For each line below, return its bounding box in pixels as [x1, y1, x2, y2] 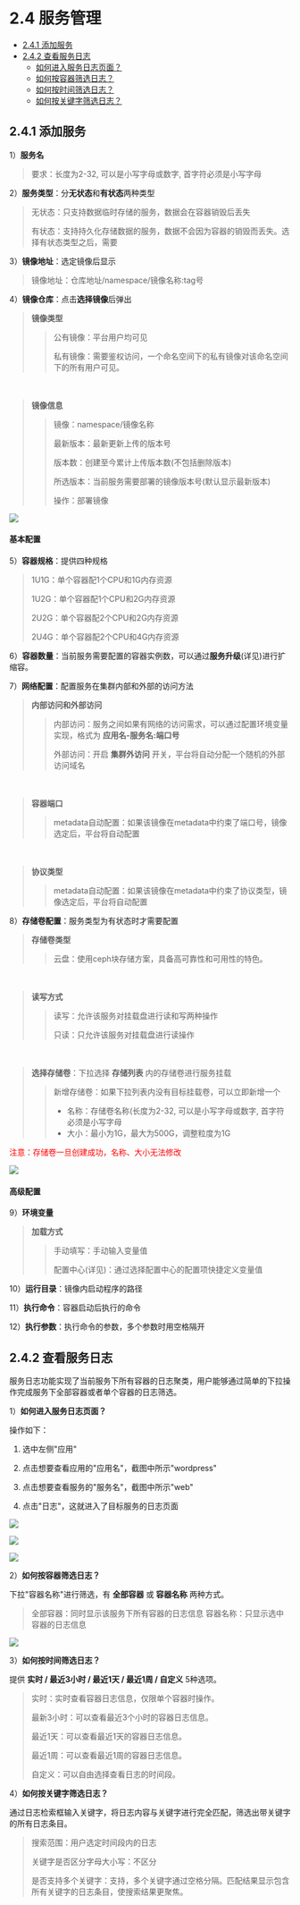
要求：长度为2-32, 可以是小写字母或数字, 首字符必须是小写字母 [30, 168, 262, 179]
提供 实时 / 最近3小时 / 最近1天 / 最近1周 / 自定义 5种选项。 [9, 1673, 221, 1684]
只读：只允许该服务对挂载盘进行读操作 [53, 1029, 195, 1040]
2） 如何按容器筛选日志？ [9, 1570, 101, 1580]
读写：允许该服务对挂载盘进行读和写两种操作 [53, 1010, 219, 1020]
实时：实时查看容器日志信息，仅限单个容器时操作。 [30, 1692, 220, 1704]
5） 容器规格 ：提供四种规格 [9, 555, 109, 566]
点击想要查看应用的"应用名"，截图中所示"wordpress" [21, 1462, 217, 1473]
